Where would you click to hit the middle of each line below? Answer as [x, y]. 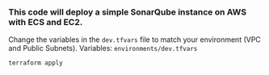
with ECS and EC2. [46, 22]
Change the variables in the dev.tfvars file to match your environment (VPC [134, 40]
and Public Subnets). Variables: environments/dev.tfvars [103, 48]
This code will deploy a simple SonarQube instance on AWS [128, 12]
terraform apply [36, 63]
